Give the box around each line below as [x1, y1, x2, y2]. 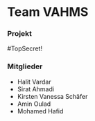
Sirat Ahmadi [17, 84, 54, 93]
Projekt [7, 29, 33, 39]
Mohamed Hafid [17, 106, 64, 115]
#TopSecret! [7, 44, 43, 53]
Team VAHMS [7, 4, 89, 20]
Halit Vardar [17, 77, 51, 86]
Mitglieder [7, 62, 43, 71]
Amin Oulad [17, 100, 51, 108]
